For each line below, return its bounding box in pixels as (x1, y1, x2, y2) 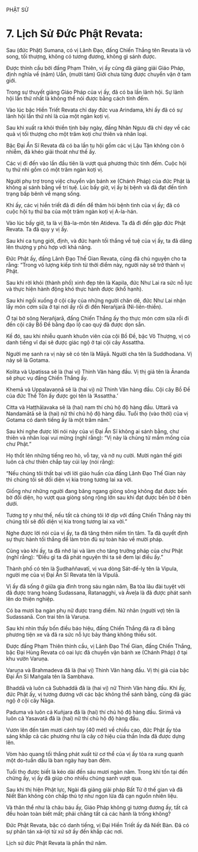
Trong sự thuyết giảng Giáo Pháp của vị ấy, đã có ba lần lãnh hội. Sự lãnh (6, 88, 184, 96)
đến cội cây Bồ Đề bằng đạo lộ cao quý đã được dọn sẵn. (6, 321, 146, 328)
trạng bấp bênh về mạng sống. (6, 190, 82, 197)
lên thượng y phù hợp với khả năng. (6, 243, 93, 250)
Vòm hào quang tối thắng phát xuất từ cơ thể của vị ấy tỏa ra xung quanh (6, 750, 184, 757)
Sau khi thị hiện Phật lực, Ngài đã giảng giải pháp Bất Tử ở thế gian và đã (6, 786, 183, 793)
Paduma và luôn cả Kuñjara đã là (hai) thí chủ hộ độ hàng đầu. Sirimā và (6, 708, 181, 716)
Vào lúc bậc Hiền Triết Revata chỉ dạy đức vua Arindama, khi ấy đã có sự (6, 106, 183, 113)
